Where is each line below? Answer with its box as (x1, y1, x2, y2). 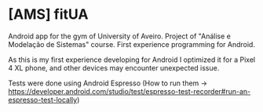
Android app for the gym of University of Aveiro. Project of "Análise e (8, 31, 232, 41)
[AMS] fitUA (8, 5, 89, 23)
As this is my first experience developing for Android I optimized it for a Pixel (8, 55, 256, 64)
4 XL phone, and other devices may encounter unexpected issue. (8, 63, 220, 72)
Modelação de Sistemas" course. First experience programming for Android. (8, 39, 255, 49)
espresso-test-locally (8, 95, 78, 104)
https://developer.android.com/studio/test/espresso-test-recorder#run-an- (8, 86, 251, 96)
